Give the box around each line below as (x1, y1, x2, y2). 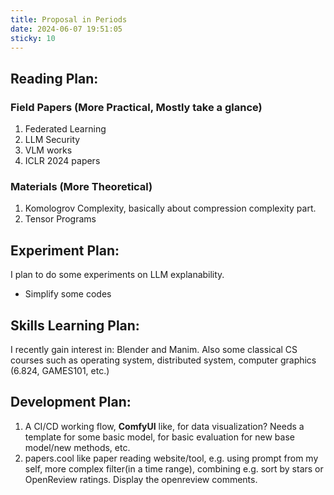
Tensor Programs (24, 213, 97, 225)
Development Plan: (10, 394, 132, 411)
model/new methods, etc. (24, 441, 131, 453)
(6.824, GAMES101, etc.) (10, 364, 110, 376)
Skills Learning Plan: (10, 317, 140, 334)
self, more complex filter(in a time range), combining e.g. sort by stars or (24, 462, 324, 475)
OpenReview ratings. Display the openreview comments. (24, 473, 258, 485)
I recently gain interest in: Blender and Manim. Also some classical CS (10, 343, 298, 355)
